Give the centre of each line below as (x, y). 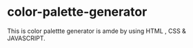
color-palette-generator (77, 12)
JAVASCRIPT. (27, 38)
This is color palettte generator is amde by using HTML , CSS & (96, 31)
